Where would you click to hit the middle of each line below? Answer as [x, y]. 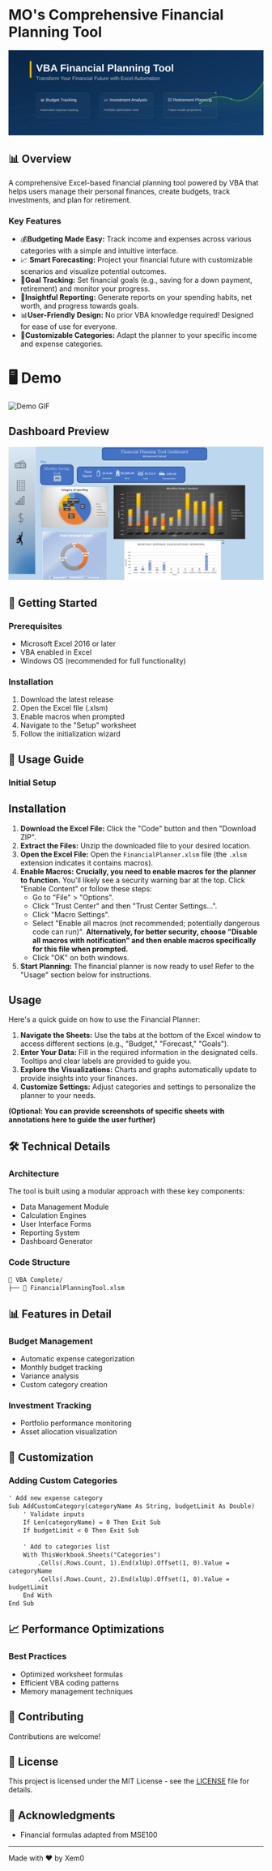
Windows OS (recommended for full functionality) [103, 661]
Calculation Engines [53, 1215]
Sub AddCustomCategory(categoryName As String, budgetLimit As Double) [132, 1506]
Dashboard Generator [56, 1241]
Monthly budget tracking [61, 1368]
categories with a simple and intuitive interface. [99, 250]
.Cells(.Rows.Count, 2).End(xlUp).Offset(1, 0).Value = [134, 1579]
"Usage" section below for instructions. [86, 975]
